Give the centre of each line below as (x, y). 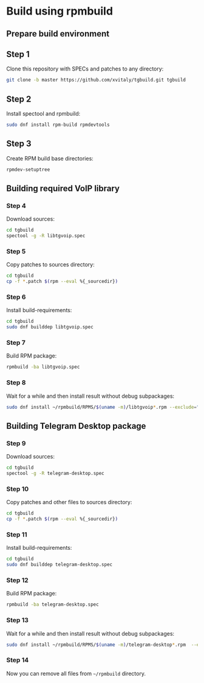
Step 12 (17, 580)
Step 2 (19, 99)
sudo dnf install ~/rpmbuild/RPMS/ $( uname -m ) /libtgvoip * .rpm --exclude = (102, 407)
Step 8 (16, 383)
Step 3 (19, 144)
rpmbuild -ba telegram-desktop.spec (53, 605)
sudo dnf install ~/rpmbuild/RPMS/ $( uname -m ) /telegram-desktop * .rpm (96, 645)
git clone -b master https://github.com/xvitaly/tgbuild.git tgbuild (96, 80)
